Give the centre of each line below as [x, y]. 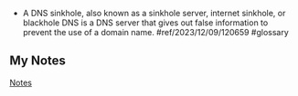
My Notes [38, 61]
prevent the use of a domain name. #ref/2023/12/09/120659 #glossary [156, 32]
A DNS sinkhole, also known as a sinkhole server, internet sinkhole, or [154, 13]
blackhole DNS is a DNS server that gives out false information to [145, 23]
